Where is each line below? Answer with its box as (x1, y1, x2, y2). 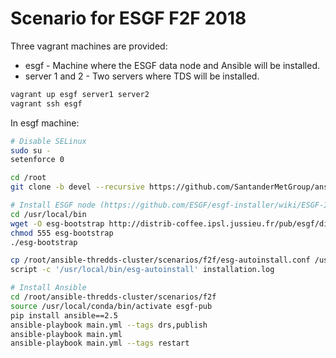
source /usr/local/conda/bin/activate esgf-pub (10, 301, 213, 311)
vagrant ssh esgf (10, 98, 83, 109)
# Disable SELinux (10, 136, 87, 146)
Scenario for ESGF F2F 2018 (10, 7, 247, 30)
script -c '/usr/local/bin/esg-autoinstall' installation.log (10, 265, 275, 275)
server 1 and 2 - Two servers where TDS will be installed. (24, 70, 260, 82)
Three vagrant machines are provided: (10, 40, 168, 52)
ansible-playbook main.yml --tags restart (10, 338, 190, 349)
